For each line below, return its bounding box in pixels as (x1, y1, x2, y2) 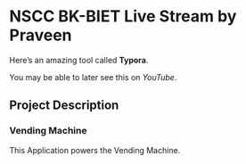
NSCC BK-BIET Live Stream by (9, 6, 237, 27)
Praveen (9, 25, 73, 45)
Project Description (9, 98, 119, 113)
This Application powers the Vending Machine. (9, 144, 181, 155)
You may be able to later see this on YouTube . (9, 71, 177, 82)
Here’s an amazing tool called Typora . (9, 54, 149, 65)
